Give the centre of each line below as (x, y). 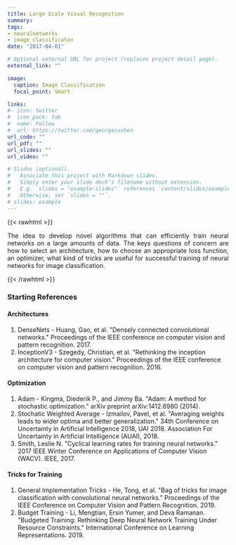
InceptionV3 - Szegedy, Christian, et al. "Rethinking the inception (111, 352)
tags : (15, 27)
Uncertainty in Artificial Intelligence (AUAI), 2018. (88, 436)
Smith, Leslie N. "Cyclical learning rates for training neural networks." (118, 443)
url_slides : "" (29, 150)
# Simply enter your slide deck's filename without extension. (105, 182)
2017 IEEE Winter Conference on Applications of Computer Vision (112, 451)
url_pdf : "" (25, 143)
